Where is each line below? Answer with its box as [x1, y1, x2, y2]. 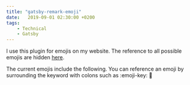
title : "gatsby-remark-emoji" [6, 8, 82, 15]
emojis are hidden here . [6, 54, 65, 61]
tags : [6, 20, 20, 26]
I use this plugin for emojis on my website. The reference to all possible [6, 47, 182, 54]
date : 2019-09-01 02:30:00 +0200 [6, 14, 95, 20]
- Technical [17, 25, 47, 32]
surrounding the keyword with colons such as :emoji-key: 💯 [6, 72, 153, 79]
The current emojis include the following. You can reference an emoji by [6, 65, 184, 72]
